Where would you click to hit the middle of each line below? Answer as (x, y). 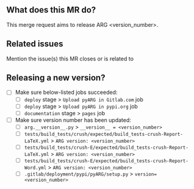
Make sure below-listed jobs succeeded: (66, 92)
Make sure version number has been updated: (73, 120)
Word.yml (35, 168)
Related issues (35, 44)
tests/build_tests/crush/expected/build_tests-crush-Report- (103, 134)
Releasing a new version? (56, 78)
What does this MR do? (51, 10)
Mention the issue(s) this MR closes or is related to (70, 59)
